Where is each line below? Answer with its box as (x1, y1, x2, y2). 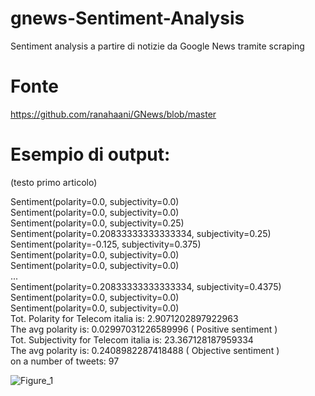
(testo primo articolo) (10, 176, 98, 188)
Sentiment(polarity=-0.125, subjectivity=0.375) (10, 238, 202, 250)
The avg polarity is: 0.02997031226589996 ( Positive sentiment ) (10, 323, 278, 335)
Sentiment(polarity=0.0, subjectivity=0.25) (10, 217, 185, 229)
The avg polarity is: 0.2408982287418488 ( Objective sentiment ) (10, 344, 280, 356)
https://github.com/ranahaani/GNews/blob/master (10, 108, 217, 120)
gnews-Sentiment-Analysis (10, 7, 245, 30)
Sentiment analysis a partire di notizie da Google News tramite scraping (10, 40, 305, 52)
